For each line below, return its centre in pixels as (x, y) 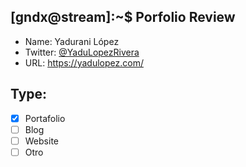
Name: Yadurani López (72, 41)
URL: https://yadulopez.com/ (84, 62)
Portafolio (45, 118)
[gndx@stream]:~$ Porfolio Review (123, 17)
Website (41, 141)
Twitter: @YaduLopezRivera (82, 52)
